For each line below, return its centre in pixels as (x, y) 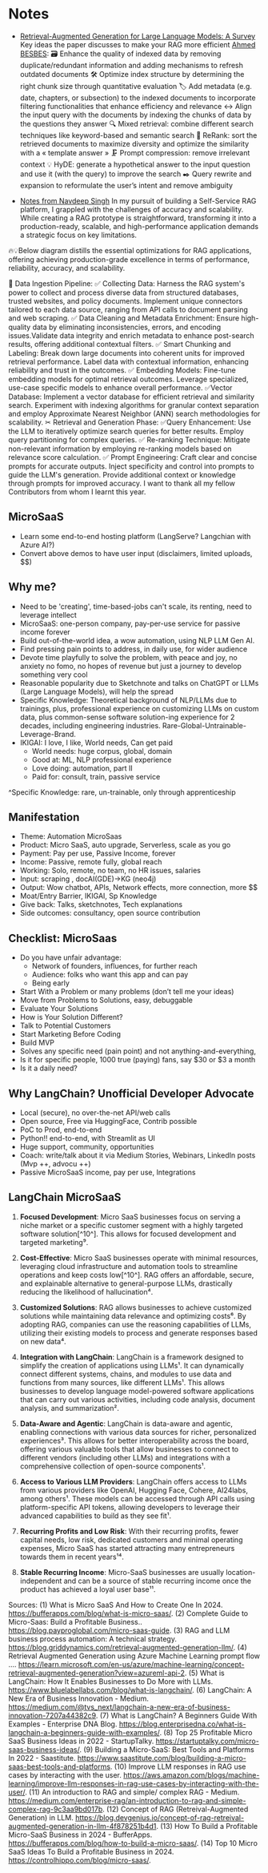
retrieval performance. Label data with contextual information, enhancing (129, 361)
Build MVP (37, 1043)
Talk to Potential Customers (65, 1025)
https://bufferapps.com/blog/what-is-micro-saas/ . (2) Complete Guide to (128, 1613)
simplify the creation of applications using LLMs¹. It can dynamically (132, 1365)
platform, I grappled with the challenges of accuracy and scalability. (132, 209)
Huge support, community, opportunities (87, 1147)
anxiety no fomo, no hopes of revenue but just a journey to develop (130, 666)
